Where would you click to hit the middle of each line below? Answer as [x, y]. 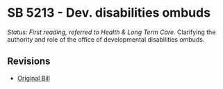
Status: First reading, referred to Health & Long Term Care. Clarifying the [111, 32]
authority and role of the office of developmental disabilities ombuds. [106, 39]
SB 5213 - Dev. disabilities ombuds [109, 13]
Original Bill [34, 78]
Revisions [29, 62]
